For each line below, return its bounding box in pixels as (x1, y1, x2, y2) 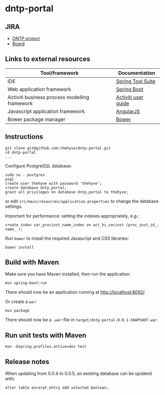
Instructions (5, 133, 43, 141)
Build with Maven (5, 258, 59, 267)
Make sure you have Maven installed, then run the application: (5, 271, 131, 277)
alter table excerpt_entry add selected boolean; (5, 385, 109, 391)
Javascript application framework (7, 108, 85, 114)
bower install (5, 245, 34, 250)
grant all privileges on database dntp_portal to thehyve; (5, 190, 129, 195)
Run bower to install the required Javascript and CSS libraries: (5, 235, 129, 241)
